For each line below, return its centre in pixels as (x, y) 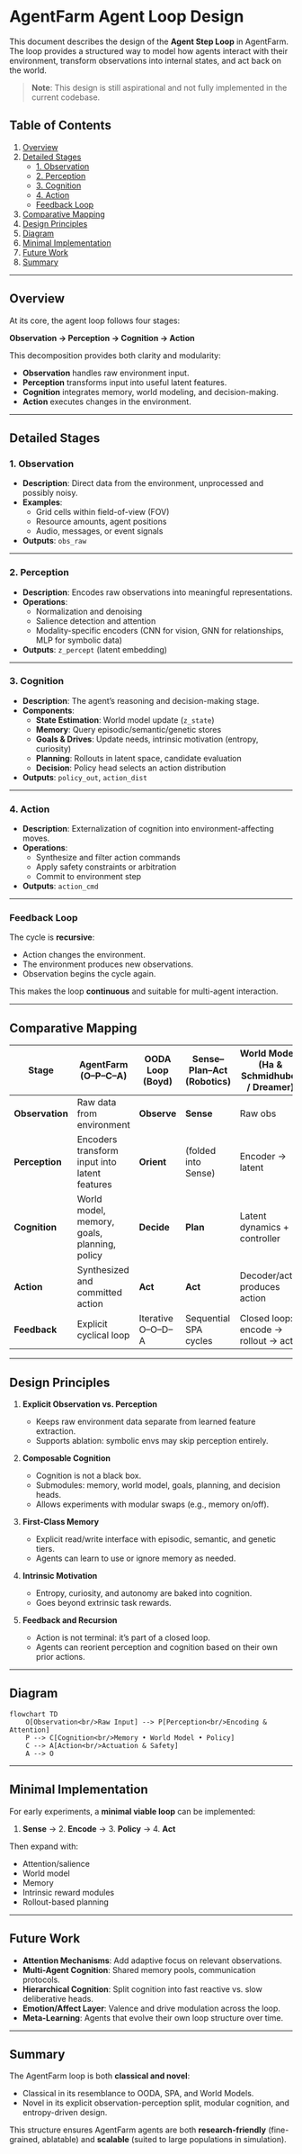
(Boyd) (157, 1082)
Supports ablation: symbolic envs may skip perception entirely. (152, 1441)
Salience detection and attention (96, 621)
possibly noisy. (50, 493)
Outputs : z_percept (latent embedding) (95, 649)
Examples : (42, 502)
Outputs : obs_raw (54, 541)
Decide (155, 1228)
